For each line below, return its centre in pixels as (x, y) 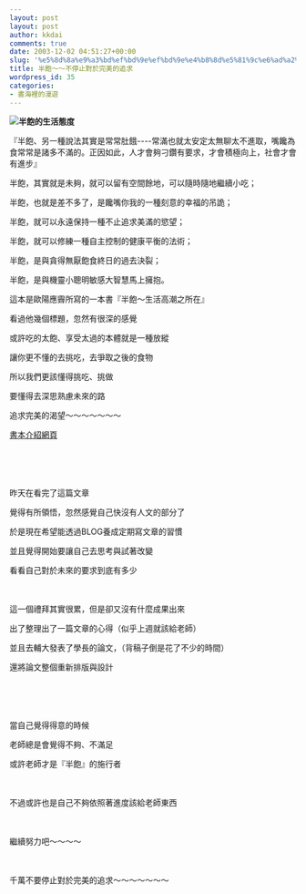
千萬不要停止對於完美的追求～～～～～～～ (89, 879)
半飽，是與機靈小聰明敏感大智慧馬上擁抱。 (89, 280)
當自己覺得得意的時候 (49, 724)
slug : (20, 60)
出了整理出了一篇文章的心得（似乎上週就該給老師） (105, 628)
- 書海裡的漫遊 (34, 94)
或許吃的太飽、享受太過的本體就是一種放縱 (89, 337)
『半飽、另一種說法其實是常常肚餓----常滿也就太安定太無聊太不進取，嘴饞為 (153, 140)
